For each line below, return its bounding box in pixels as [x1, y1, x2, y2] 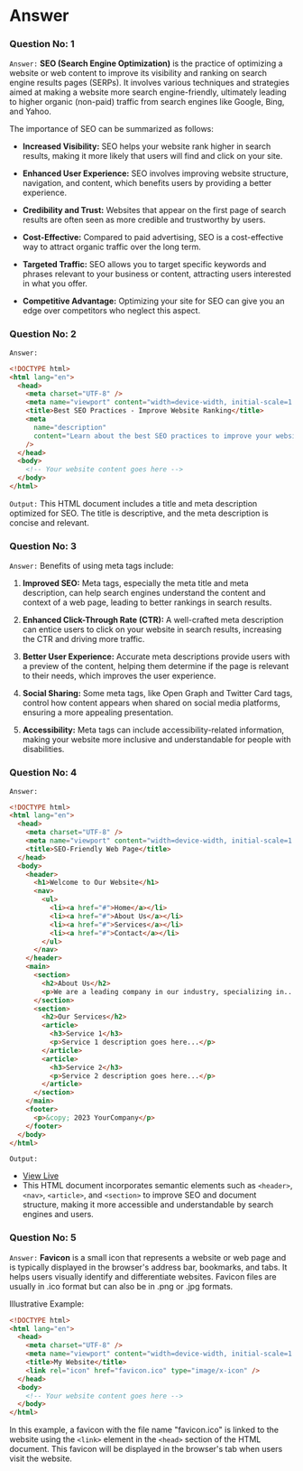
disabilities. [22, 744, 65, 755]
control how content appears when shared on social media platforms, [22, 697, 281, 709]
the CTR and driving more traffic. [22, 634, 145, 645]
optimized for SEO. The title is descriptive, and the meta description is [9, 507, 269, 518]
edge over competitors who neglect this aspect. [22, 305, 201, 316]
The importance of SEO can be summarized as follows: [9, 124, 215, 135]
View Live [22, 1170, 60, 1181]
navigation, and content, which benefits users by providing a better [22, 178, 272, 189]
